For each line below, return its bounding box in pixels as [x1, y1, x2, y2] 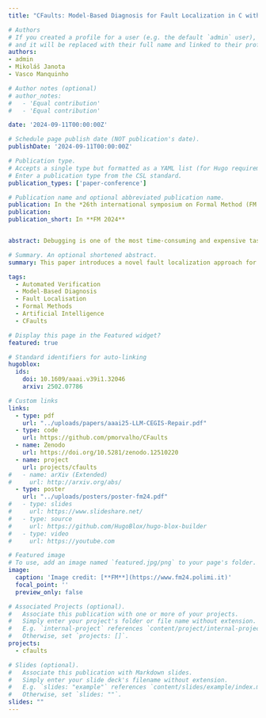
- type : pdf [15, 412, 55, 420]
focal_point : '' [15, 581, 69, 589]
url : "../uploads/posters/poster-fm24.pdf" [22, 493, 169, 501]
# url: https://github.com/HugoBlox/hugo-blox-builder [8, 522, 207, 530]
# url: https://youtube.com [8, 537, 115, 545]
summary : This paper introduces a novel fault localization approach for [8, 259, 257, 267]
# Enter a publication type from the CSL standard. [8, 171, 182, 179]
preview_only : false [15, 588, 83, 596]
